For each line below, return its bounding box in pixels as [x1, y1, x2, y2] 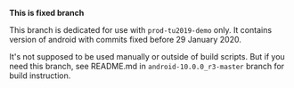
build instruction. [9, 70, 71, 81]
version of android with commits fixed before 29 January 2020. [9, 35, 242, 44]
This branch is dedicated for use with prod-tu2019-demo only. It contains [9, 25, 273, 35]
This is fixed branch [9, 8, 85, 18]
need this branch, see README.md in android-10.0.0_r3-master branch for [9, 61, 285, 71]
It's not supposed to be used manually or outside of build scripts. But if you [9, 52, 285, 61]
